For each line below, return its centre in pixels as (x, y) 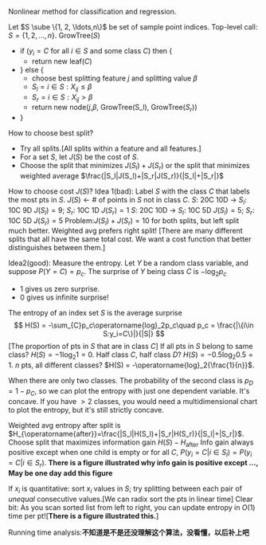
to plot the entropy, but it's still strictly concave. (86, 410)
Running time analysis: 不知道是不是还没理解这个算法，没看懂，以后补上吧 (129, 532)
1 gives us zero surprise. (60, 289)
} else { (31, 69)
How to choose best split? (51, 133)
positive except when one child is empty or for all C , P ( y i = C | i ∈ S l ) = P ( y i (130, 453)
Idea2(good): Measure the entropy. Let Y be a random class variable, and (128, 263)
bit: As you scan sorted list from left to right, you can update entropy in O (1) (132, 507)
